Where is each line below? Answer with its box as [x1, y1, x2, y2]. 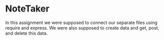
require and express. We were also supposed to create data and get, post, [5, 24, 159, 30]
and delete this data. [5, 30, 48, 36]
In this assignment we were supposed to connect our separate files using [5, 19, 158, 25]
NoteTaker [5, 3, 49, 14]
